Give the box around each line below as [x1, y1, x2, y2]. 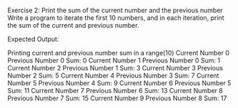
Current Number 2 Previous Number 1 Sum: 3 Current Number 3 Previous [7, 64, 224, 72]
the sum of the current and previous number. [7, 21, 139, 29]
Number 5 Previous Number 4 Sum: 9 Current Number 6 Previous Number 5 [7, 79, 232, 87]
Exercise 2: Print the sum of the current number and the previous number [7, 6, 223, 14]
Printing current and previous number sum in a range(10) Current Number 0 [7, 49, 230, 57]
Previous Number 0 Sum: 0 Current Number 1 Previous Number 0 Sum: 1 [7, 56, 220, 65]
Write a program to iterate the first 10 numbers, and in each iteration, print [7, 13, 224, 22]
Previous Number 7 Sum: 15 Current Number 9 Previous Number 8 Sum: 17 [7, 94, 227, 102]
